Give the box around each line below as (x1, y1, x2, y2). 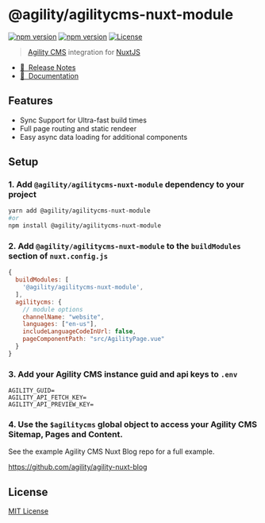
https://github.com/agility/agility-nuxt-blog (8, 463, 148, 472)
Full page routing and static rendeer (19, 123, 137, 133)
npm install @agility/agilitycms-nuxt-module (8, 222, 161, 230)
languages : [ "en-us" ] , (22, 320, 98, 328)
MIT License (8, 506, 49, 516)
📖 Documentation (19, 71, 79, 80)
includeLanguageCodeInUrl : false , (22, 327, 136, 335)
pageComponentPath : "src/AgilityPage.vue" (22, 335, 165, 343)
